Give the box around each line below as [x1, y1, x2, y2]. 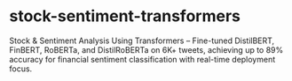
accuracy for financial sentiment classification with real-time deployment [9, 54, 276, 64]
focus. [9, 63, 33, 74]
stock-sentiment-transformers [9, 6, 241, 26]
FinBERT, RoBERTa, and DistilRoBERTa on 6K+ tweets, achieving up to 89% [9, 44, 284, 55]
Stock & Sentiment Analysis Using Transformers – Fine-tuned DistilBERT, [9, 35, 275, 46]
